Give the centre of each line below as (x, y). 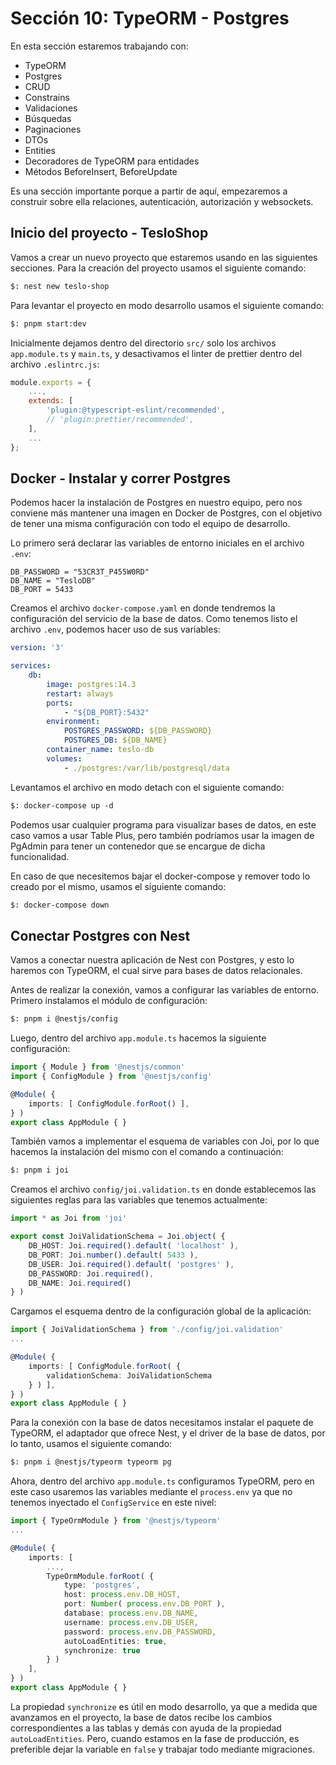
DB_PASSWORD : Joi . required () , (91, 1273)
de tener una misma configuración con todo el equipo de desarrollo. (150, 524)
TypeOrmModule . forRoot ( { (100, 1576)
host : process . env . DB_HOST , (122, 1595)
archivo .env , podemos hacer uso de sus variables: (115, 629)
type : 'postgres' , (102, 1585)
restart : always (80, 693)
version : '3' (37, 648)
